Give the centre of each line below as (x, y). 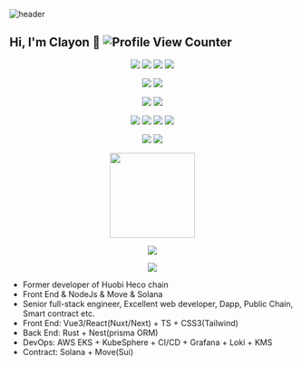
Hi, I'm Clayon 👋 (55, 42)
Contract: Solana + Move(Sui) (78, 352)
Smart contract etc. (58, 313)
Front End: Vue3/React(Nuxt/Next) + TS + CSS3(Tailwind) (130, 323)
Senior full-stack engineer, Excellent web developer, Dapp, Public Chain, (158, 303)
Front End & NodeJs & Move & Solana (93, 294)
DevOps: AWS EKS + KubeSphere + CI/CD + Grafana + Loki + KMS (147, 342)
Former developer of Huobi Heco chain (96, 284)
